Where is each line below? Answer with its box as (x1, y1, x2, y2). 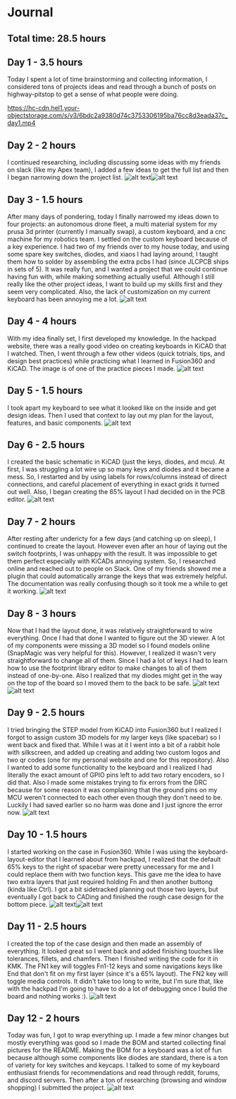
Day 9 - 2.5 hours (7, 707, 85, 719)
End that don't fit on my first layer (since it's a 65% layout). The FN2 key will (7, 969, 228, 977)
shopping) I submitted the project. (7, 1083, 106, 1092)
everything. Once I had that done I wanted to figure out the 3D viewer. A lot (7, 634, 225, 642)
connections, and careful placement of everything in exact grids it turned (7, 480, 220, 488)
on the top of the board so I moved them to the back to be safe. (7, 679, 192, 688)
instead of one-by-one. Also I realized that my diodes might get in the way (7, 671, 223, 680)
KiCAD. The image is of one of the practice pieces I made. (7, 364, 176, 372)
